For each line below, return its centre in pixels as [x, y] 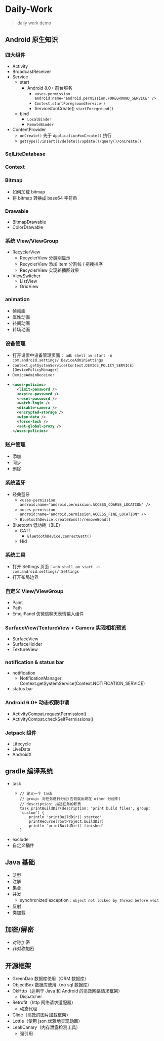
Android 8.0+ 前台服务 [50, 88]
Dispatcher [31, 997]
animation [18, 300]
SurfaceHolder [27, 644]
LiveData [21, 749]
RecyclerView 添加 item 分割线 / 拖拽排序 [61, 264]
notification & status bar [35, 662]
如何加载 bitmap [29, 191]
